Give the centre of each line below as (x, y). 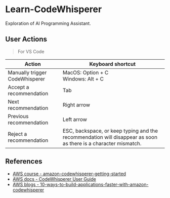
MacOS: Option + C (86, 72)
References (24, 161)
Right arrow (76, 105)
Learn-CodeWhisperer (54, 9)
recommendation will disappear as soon (110, 137)
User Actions (26, 39)
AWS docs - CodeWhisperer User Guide (54, 179)
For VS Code (31, 51)
